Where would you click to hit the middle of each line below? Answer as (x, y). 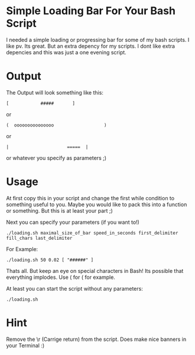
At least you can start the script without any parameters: (74, 288)
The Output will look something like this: (55, 92)
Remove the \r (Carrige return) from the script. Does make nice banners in (96, 339)
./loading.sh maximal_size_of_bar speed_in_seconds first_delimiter (92, 233)
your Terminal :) (25, 345)
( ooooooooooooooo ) (57, 125)
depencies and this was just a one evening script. (66, 52)
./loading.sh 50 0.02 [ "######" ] (50, 260)
